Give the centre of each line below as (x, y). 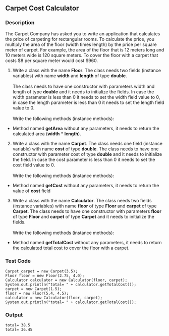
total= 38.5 (18, 325)
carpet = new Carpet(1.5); (34, 289)
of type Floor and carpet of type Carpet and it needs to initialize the (83, 216)
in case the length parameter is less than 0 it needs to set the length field (88, 102)
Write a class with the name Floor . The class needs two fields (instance (87, 70)
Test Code (18, 261)
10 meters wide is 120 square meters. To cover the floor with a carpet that (82, 55)
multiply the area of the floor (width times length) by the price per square (81, 44)
